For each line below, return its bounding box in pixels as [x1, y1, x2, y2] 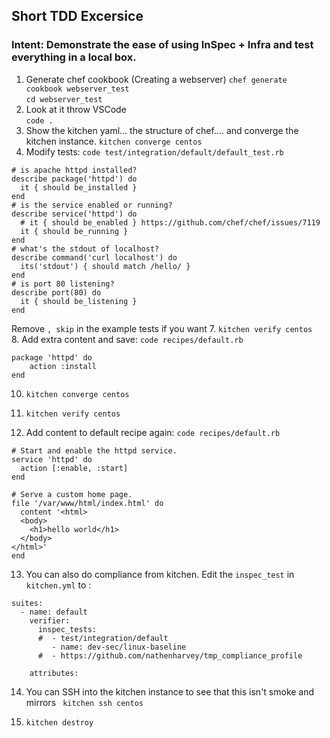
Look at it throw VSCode [25, 103, 127, 115]
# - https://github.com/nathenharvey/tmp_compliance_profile [37, 650, 303, 661]
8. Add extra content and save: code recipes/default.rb [11, 333, 244, 345]
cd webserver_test [25, 94, 103, 104]
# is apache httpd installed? [11, 165, 138, 175]
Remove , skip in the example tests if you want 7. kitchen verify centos [11, 322, 313, 334]
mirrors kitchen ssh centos [25, 696, 144, 708]
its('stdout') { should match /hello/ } [20, 261, 191, 271]
